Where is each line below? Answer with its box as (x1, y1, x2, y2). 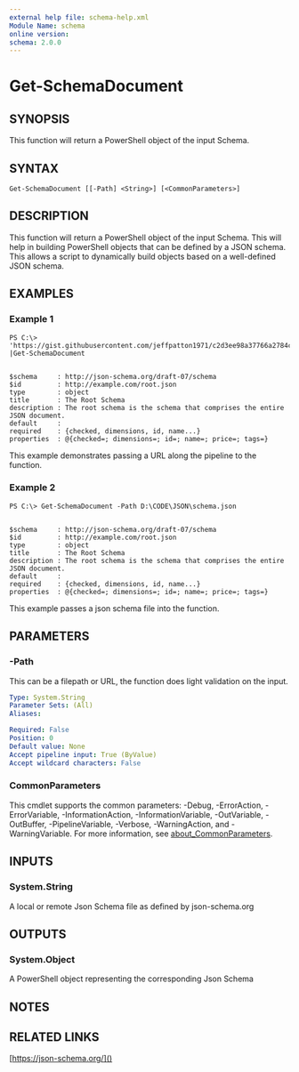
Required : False (9, 726, 69, 735)
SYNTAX (9, 161, 60, 176)
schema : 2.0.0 (9, 37, 62, 47)
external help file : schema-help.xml (9, 12, 149, 22)
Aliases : (9, 709, 42, 719)
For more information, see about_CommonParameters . (74, 828, 273, 839)
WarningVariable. (9, 828, 73, 839)
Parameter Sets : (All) (9, 701, 93, 710)
